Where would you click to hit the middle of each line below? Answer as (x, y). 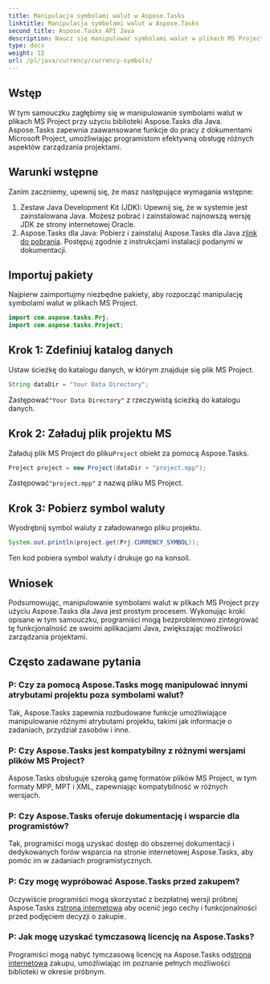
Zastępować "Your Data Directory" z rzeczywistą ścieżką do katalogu (125, 400)
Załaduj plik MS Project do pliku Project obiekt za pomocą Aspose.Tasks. (129, 453)
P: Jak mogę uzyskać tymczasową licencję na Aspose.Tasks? (131, 937)
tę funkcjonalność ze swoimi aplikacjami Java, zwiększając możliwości (125, 628)
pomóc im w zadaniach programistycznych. (81, 861)
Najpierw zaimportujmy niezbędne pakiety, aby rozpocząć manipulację (126, 294)
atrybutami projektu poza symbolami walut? (96, 695)
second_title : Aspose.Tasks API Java (72, 31)
